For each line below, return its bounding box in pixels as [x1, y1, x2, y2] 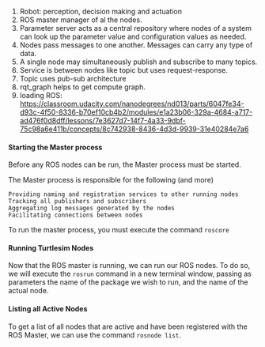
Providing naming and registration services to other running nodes [8, 190, 239, 198]
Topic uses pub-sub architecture [19, 74, 127, 83]
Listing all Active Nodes [8, 304, 88, 313]
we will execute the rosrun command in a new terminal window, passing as [8, 269, 252, 279]
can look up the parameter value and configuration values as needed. [19, 32, 247, 41]
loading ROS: [19, 91, 63, 100]
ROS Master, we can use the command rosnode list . [8, 330, 182, 339]
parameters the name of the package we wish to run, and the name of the [8, 277, 249, 287]
